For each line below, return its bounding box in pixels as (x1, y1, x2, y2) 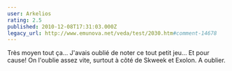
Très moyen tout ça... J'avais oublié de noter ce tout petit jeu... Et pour (7, 49, 210, 57)
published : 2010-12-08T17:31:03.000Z (7, 23, 117, 30)
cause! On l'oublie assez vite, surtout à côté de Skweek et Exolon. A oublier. (7, 56, 226, 65)
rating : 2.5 (7, 17, 42, 24)
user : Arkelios (7, 10, 52, 17)
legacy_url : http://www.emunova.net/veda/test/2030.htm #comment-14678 (7, 29, 217, 37)
